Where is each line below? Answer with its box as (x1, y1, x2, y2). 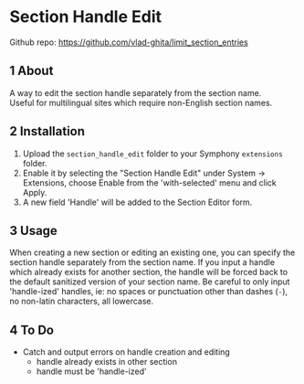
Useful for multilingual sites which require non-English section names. (9, 97, 273, 108)
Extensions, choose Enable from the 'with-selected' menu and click (22, 176, 277, 188)
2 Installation (9, 123, 85, 139)
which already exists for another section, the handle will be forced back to (9, 267, 288, 278)
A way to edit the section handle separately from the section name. (9, 87, 262, 98)
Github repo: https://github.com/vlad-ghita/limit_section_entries (9, 37, 248, 48)
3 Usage (9, 222, 58, 239)
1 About (9, 63, 54, 79)
